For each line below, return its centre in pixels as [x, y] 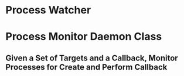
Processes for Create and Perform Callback [86, 67]
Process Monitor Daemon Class [84, 37]
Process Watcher [48, 10]
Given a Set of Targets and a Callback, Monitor [92, 58]
